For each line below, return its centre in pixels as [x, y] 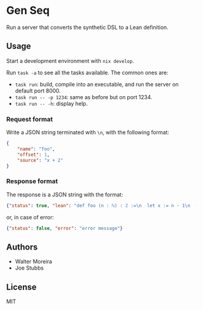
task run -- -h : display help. [51, 103]
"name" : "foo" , [36, 149]
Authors [22, 247]
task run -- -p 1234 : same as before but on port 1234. [84, 97]
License [21, 287]
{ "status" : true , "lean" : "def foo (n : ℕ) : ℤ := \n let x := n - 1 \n [98, 205]
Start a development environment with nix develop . [70, 60]
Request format [30, 119]
